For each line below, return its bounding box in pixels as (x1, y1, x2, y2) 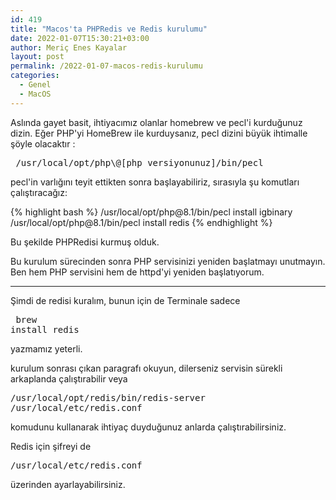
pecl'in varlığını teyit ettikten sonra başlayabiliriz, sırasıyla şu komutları (10, 176, 300, 188)
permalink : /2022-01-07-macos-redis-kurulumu (10, 61, 203, 71)
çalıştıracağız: (10, 186, 68, 198)
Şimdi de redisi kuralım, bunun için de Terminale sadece (10, 294, 241, 306)
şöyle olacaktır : (10, 137, 76, 150)
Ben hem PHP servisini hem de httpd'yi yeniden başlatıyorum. (10, 266, 265, 278)
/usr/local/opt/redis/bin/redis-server (10, 392, 206, 403)
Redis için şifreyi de (10, 440, 92, 452)
